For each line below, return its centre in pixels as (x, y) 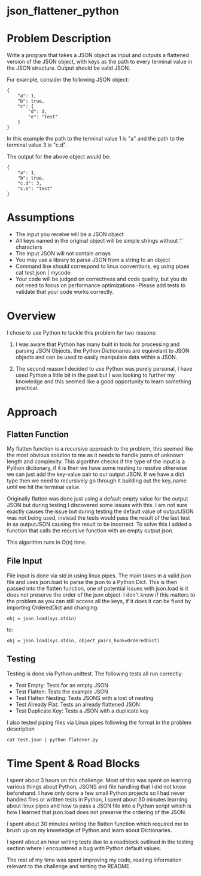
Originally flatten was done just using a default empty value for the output (98, 499)
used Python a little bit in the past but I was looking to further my (95, 375)
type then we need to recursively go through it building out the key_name (97, 481)
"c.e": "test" (35, 189)
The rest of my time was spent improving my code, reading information (94, 860)
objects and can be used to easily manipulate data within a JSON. (96, 357)
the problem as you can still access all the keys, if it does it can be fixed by (99, 601)
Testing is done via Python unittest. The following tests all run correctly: (95, 674)
